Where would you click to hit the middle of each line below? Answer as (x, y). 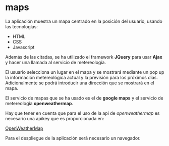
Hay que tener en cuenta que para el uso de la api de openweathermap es (82, 113)
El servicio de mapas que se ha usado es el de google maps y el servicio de (84, 98)
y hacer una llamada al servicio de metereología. (55, 62)
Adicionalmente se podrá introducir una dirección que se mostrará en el (80, 83)
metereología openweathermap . (39, 103)
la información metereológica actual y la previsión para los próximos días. (81, 77)
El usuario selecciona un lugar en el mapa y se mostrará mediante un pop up (85, 72)
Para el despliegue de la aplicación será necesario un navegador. (73, 138)
